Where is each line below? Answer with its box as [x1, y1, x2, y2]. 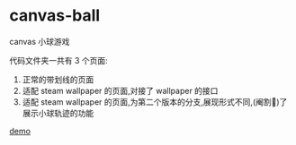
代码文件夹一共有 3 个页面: [9, 55, 108, 65]
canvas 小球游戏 [9, 36, 70, 47]
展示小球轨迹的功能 [22, 107, 94, 118]
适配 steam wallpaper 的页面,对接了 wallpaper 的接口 [22, 85, 219, 96]
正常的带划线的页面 [22, 73, 94, 85]
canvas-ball [9, 5, 101, 26]
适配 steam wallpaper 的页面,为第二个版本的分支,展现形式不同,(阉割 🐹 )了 [22, 96, 288, 107]
